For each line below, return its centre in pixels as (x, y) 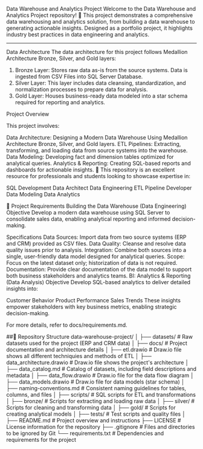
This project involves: (33, 126)
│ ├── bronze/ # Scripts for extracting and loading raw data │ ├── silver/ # (101, 401)
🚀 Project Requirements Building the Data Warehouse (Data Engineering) (96, 206)
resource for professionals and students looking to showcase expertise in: (98, 176)
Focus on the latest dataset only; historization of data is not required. (92, 263)
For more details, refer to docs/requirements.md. (67, 325)
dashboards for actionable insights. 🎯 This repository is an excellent (91, 170)
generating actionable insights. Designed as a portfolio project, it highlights (100, 28)
